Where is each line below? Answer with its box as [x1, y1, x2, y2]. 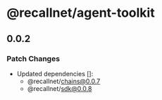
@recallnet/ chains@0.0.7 [27, 77, 101, 85]
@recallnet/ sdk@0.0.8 [27, 84, 92, 92]
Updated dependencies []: [16, 69, 94, 78]
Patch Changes [6, 54, 61, 64]
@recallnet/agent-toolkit [6, 5, 156, 21]
